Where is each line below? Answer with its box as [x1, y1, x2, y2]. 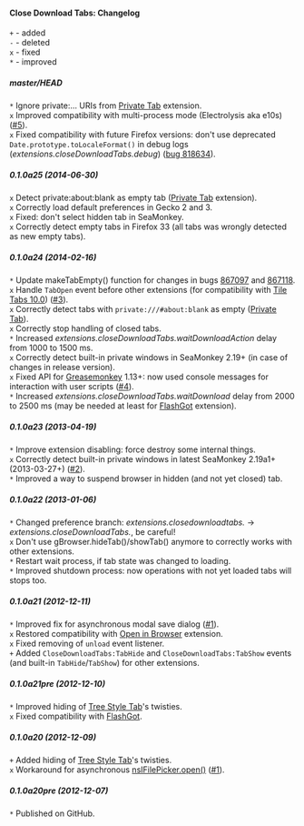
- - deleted [9, 37, 50, 48]
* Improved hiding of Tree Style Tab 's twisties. [9, 700, 183, 711]
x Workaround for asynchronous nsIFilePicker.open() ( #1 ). [9, 764, 225, 775]
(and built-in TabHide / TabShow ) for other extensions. [9, 658, 200, 669]
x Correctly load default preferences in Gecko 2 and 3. [9, 202, 213, 213]
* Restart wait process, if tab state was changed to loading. [9, 556, 231, 567]
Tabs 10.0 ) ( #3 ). [9, 294, 69, 305]
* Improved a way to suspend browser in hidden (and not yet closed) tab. [9, 473, 283, 484]
